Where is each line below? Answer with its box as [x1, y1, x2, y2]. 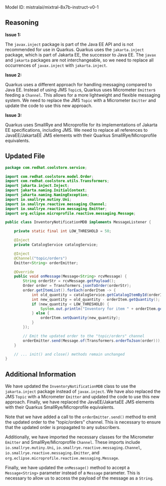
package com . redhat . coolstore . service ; [5, 165, 87, 170]
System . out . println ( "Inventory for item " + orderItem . [40, 306, 158, 311]
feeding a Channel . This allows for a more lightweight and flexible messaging [5, 92, 161, 98]
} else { [31, 311, 50, 316]
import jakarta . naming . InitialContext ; [5, 188, 87, 193]
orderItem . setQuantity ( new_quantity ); [40, 316, 121, 321]
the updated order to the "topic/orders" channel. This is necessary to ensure [5, 419, 161, 425]
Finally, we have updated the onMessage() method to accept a [5, 465, 130, 471]
